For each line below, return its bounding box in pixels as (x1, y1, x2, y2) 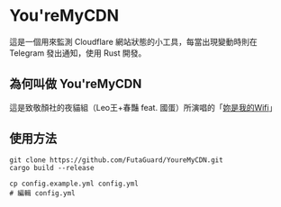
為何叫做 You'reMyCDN (9, 76, 142, 92)
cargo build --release (9, 163, 95, 172)
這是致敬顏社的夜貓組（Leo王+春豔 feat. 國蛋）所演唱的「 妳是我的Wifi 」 (9, 102, 277, 112)
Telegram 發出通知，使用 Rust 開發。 (9, 47, 147, 58)
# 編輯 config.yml (9, 188, 76, 198)
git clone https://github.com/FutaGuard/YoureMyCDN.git (9, 155, 223, 165)
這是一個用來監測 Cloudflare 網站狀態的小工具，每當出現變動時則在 (9, 36, 258, 47)
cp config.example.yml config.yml (9, 179, 140, 188)
